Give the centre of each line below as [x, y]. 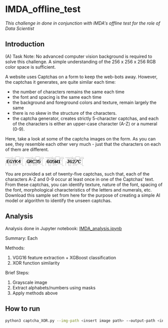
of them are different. [27, 149]
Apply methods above [35, 293]
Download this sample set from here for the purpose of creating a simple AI [83, 195]
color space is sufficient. [30, 67]
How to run [23, 309]
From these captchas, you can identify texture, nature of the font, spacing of [84, 185]
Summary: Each [21, 238]
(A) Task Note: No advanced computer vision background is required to [79, 56]
